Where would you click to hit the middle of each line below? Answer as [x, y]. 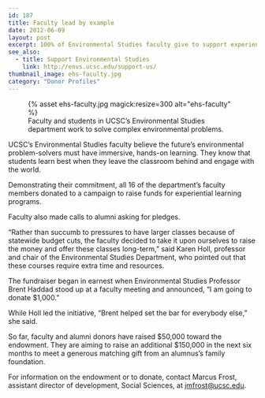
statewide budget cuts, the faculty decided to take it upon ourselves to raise [132, 240]
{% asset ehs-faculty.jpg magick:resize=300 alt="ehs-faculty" [129, 104]
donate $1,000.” [34, 297]
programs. [25, 201]
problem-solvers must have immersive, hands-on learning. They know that [129, 153]
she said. [23, 321]
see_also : [24, 52]
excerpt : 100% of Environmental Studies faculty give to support [118, 45]
